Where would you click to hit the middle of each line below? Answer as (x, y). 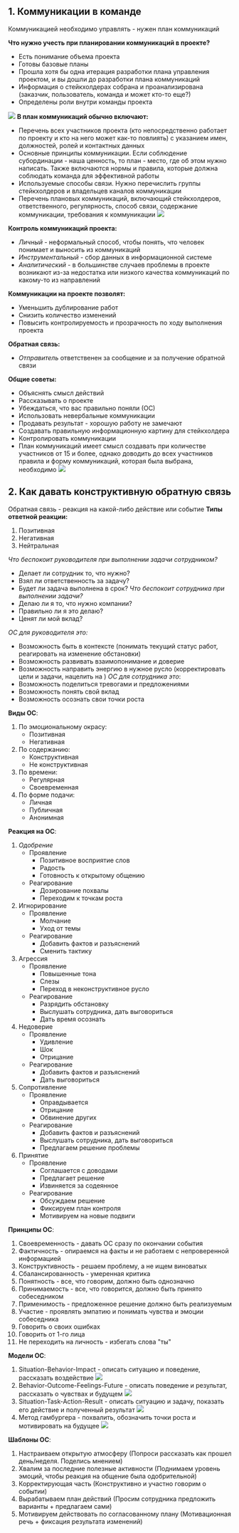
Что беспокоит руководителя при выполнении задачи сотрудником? (113, 559)
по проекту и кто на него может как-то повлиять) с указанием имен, (123, 137)
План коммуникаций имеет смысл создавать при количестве (112, 446)
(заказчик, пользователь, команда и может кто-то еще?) (105, 94)
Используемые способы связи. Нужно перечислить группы (110, 183)
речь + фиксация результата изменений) (80, 1521)
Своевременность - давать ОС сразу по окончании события (111, 1243)
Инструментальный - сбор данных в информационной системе (115, 257)
